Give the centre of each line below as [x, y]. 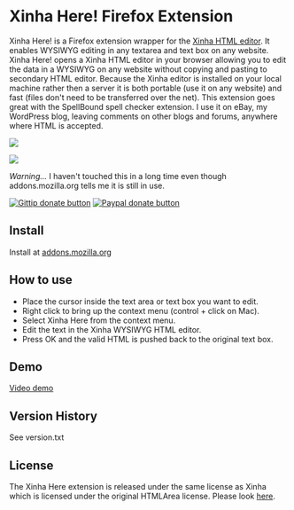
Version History [53, 416]
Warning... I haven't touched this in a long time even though [118, 176]
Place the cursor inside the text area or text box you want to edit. [140, 301]
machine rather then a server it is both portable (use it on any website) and [146, 88]
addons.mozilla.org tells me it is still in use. [87, 185]
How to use [41, 280]
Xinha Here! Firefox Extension [121, 16]
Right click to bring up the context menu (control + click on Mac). [140, 310]
